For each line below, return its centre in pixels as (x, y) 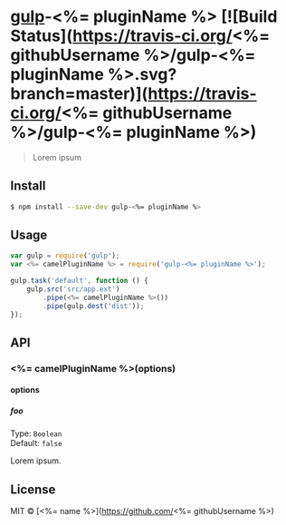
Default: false (36, 443)
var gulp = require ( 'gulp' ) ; (65, 256)
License (33, 489)
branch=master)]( (79, 94)
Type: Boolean (36, 433)
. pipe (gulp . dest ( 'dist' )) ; (94, 306)
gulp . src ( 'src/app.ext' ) (73, 289)
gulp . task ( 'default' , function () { (79, 281)
